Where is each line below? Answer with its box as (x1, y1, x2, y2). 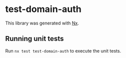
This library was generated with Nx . (5, 20, 79, 26)
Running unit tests (5, 34, 64, 43)
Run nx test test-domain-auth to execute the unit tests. (5, 47, 121, 53)
